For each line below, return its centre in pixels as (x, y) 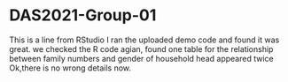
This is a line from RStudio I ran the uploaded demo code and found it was (144, 40)
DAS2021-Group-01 (83, 15)
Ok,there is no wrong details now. (70, 68)
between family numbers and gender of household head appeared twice (141, 58)
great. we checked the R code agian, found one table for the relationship (141, 48)
